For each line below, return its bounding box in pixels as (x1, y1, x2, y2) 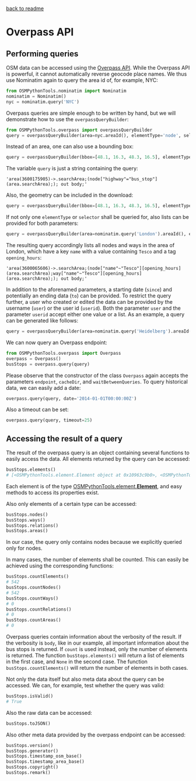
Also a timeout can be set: (6, 406, 69, 413)
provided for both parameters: (6, 220, 79, 227)
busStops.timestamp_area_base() (6, 759, 85, 765)
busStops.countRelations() (6, 606, 72, 612)
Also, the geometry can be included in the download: (6, 191, 134, 198)
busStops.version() (6, 742, 54, 748)
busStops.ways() (6, 517, 45, 523)
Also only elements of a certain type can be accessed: (6, 500, 137, 507)
